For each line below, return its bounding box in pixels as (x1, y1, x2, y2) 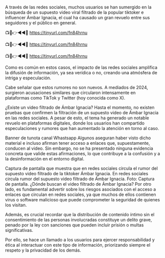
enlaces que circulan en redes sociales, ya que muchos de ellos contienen (5, 192, 156, 197)
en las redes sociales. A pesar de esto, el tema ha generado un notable (5, 115, 149, 121)
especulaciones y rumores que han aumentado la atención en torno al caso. (5, 126, 159, 131)
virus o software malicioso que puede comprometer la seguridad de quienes (5, 197, 160, 202)
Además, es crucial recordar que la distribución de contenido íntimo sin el (5, 212, 155, 217)
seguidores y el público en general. (5, 20, 77, 26)
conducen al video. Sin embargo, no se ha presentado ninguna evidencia (5, 145, 154, 151)
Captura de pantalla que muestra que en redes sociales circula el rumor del (5, 165, 158, 171)
